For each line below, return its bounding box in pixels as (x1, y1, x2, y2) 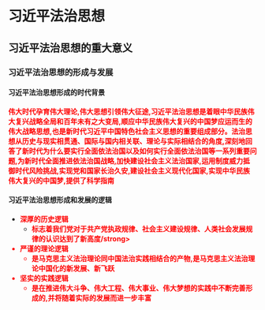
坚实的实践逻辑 (19, 273, 69, 282)
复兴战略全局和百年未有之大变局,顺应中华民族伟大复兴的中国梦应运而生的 (14, 116, 252, 126)
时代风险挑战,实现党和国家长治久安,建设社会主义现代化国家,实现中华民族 (14, 166, 251, 175)
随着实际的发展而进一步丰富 (62, 293, 152, 302)
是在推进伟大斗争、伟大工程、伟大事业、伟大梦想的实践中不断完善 (31, 283, 246, 293)
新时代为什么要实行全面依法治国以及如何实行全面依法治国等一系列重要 (21, 146, 250, 155)
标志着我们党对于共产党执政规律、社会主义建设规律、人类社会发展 (31, 224, 246, 233)
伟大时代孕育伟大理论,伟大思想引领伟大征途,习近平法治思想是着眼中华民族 (8, 106, 248, 116)
